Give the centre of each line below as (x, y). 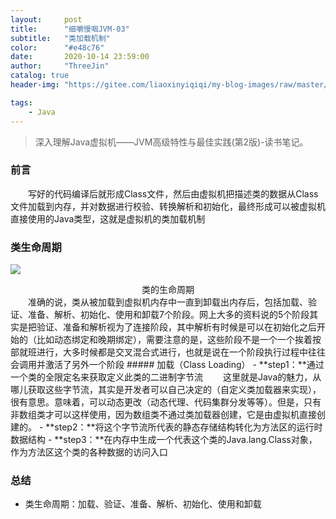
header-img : (35, 85)
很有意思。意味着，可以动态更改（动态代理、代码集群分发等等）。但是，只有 (166, 402)
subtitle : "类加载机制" (60, 38)
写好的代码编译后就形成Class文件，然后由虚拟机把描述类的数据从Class (173, 193)
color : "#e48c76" (57, 47)
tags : (21, 102)
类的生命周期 (168, 290)
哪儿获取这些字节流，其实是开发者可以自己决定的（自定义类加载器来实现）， (166, 390)
